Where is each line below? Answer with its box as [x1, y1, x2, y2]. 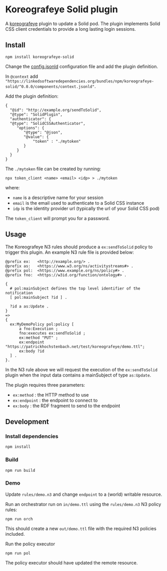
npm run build [5, 468, 36, 473]
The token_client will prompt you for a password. [5, 215, 110, 221]
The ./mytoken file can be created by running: [5, 165, 101, 172]
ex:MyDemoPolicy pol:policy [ [10, 321, 74, 327]
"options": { [16, 125, 44, 130]
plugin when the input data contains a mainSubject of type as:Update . [5, 372, 152, 378]
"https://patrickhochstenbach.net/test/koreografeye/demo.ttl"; [5, 344, 145, 349]
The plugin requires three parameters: [5, 382, 85, 388]
